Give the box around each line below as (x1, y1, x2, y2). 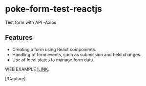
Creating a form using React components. (12, 46, 97, 52)
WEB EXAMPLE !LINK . (5, 66, 50, 72)
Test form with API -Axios (5, 19, 57, 25)
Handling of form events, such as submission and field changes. (12, 52, 142, 57)
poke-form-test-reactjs (5, 3, 103, 15)
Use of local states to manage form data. (12, 57, 94, 63)
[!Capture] (5, 75, 26, 81)
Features (5, 34, 33, 42)
